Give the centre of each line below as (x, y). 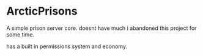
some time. (20, 34)
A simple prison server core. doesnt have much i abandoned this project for (102, 28)
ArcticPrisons (42, 11)
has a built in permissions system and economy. (67, 46)
